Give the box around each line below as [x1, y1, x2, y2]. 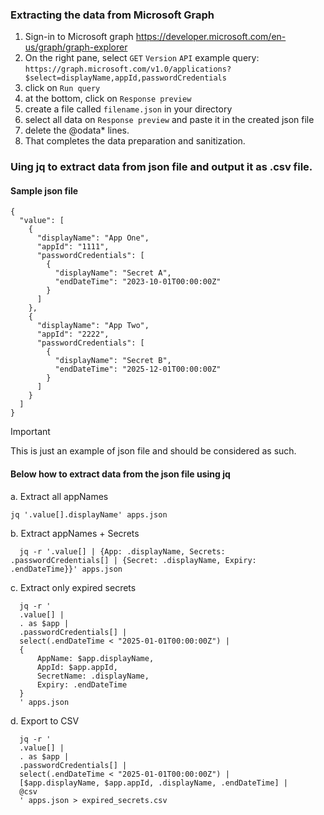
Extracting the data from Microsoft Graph [10, 8, 215, 22]
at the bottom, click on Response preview [24, 93, 192, 105]
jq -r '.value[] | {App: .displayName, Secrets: [19, 546, 226, 557]
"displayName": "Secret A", [54, 268, 172, 278]
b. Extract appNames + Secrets [10, 527, 140, 539]
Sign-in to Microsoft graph [24, 31, 134, 43]
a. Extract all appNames [10, 490, 109, 502]
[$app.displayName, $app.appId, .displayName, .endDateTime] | [19, 778, 288, 788]
